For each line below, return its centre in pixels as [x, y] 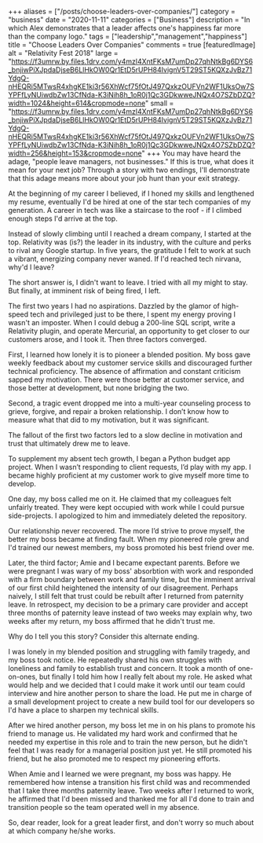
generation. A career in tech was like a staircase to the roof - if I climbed [125, 210]
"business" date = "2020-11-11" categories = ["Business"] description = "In [129, 20]
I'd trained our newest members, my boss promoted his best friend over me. [131, 548]
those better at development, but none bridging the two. [99, 388]
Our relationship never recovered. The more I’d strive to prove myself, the [126, 531]
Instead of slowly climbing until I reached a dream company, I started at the [130, 234]
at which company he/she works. [62, 831]
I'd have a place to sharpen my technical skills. [84, 710]
